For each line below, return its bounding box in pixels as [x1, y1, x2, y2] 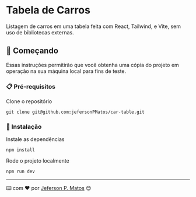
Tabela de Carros [6, 3, 90, 17]
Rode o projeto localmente [6, 157, 70, 164]
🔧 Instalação [6, 122, 42, 131]
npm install [6, 147, 35, 153]
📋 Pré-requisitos [6, 82, 55, 90]
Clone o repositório [6, 98, 52, 105]
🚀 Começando [6, 46, 58, 56]
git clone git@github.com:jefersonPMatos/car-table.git [6, 109, 145, 115]
